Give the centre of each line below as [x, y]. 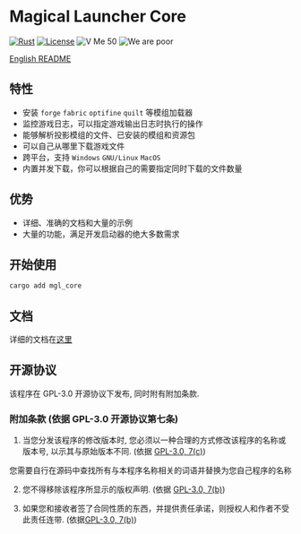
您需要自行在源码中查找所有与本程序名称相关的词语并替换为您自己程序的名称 [150, 470]
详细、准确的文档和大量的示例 [77, 222]
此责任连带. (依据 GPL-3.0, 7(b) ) [79, 520]
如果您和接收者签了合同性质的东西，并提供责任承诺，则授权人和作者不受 [155, 509]
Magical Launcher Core [98, 17]
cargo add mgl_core [46, 286]
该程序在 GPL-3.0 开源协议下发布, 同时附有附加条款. [104, 393]
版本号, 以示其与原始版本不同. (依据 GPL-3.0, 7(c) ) [114, 452]
